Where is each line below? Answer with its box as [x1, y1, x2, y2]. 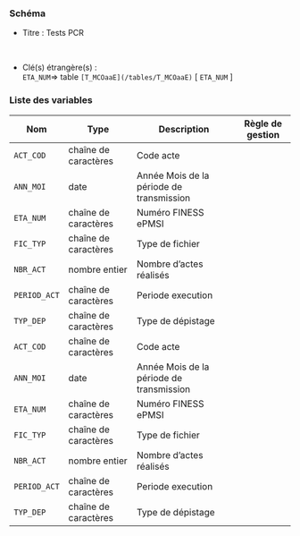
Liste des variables [9, 94, 93, 106]
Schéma [9, 7, 46, 20]
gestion [246, 128, 279, 140]
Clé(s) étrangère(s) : [21, 62, 97, 73]
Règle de [244, 117, 283, 130]
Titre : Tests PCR [21, 28, 85, 38]
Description [158, 123, 210, 135]
